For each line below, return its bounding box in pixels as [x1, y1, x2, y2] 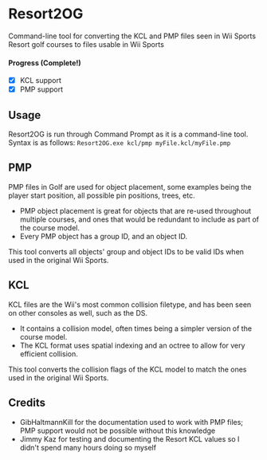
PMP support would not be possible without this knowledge [19, 426, 216, 435]
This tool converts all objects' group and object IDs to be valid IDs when [8, 246, 245, 256]
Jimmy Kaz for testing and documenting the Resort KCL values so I [19, 434, 240, 443]
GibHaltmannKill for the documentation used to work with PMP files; [19, 417, 244, 427]
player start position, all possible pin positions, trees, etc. [8, 191, 195, 200]
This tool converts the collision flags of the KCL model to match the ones [8, 364, 247, 374]
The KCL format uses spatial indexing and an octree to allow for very [19, 340, 245, 350]
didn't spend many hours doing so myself [19, 442, 157, 452]
